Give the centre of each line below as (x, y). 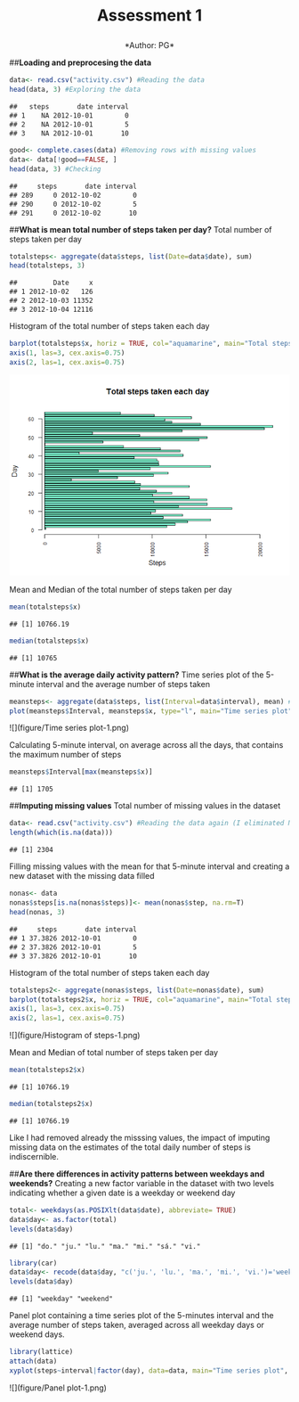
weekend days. (37, 1334)
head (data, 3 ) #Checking (55, 169)
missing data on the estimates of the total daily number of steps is (130, 1147)
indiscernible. (34, 1156)
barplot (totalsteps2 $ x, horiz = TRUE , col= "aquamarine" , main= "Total (141, 999)
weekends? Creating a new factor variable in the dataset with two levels (141, 1183)
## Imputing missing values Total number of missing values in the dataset (145, 806)
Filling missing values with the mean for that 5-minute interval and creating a (149, 866)
